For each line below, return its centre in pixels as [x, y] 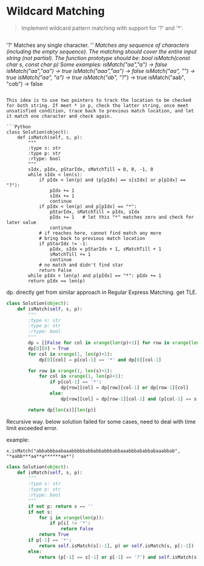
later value [21, 222]
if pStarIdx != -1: [63, 244]
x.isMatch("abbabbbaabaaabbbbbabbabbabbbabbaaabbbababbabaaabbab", [93, 451]
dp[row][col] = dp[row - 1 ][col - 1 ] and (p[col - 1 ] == [126, 399]
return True [54, 535]
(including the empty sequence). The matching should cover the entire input [102, 51]
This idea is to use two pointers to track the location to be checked [99, 100]
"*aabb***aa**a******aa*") [40, 456]
